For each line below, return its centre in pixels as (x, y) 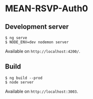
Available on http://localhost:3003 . (42, 91)
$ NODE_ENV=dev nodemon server (37, 42)
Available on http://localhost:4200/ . (43, 51)
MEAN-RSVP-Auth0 (46, 9)
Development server (37, 27)
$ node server (20, 82)
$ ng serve (16, 38)
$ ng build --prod (24, 78)
